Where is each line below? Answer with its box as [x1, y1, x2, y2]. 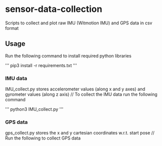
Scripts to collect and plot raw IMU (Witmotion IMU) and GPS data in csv [5, 20, 153, 26]
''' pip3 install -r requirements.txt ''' [5, 62, 78, 68]
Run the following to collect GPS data [5, 135, 81, 141]
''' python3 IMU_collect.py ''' [5, 106, 64, 112]
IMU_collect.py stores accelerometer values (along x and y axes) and [5, 86, 146, 92]
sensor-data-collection [5, 3, 103, 15]
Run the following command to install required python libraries [5, 53, 132, 59]
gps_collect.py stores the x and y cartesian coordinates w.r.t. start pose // [5, 130, 155, 136]
